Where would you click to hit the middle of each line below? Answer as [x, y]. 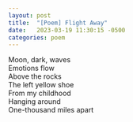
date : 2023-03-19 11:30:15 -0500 [67, 30]
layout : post [30, 15]
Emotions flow [32, 68]
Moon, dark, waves [40, 60]
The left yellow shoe [41, 85]
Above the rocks [35, 76]
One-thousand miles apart [51, 110]
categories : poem [37, 37]
